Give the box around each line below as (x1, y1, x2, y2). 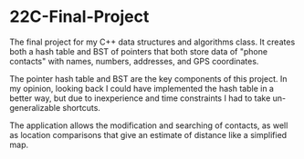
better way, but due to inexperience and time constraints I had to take (9, 93, 271, 104)
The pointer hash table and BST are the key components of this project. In (9, 73, 288, 84)
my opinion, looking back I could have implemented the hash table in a (9, 83, 274, 94)
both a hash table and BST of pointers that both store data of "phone (9, 45, 267, 56)
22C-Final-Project (9, 6, 150, 27)
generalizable (9, 102, 61, 113)
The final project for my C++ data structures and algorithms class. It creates (9, 36, 296, 47)
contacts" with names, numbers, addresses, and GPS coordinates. (9, 55, 259, 66)
